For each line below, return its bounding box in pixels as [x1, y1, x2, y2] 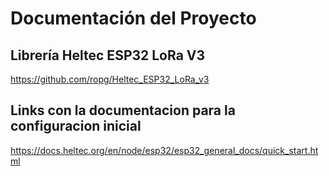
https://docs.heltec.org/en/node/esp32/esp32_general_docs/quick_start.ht [10, 144, 319, 156]
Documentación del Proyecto [10, 7, 257, 30]
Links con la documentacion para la [10, 102, 236, 119]
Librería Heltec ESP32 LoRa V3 [10, 47, 206, 64]
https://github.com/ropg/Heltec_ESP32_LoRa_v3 [10, 73, 210, 85]
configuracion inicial [10, 118, 142, 135]
